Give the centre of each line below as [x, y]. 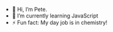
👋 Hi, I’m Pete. [29, 9]
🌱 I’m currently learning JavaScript [55, 16]
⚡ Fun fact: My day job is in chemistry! [60, 22]
